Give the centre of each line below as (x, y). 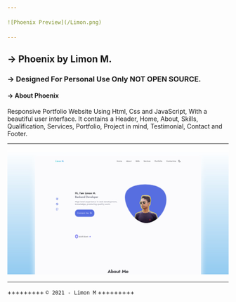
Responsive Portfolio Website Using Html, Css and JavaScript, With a (107, 111)
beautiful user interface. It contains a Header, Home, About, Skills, (103, 119)
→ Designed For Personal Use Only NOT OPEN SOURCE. (104, 79)
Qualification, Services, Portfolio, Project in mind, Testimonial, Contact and (115, 126)
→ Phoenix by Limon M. (60, 59)
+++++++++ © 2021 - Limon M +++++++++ (71, 292)
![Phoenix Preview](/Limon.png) (54, 22)
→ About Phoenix (33, 96)
